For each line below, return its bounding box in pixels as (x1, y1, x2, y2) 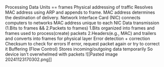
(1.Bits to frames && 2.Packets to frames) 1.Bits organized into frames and (5, 25, 155, 31)
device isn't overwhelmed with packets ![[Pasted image (5, 51, 118, 57)
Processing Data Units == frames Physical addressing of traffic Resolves (5, 4, 153, 10)
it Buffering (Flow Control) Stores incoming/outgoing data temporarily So (5, 46, 153, 52)
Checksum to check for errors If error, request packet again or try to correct (5, 41, 160, 46)
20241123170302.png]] (5, 57, 52, 62)
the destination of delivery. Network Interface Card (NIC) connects (5, 15, 141, 20)
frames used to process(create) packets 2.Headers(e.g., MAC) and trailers (5, 31, 157, 36)
